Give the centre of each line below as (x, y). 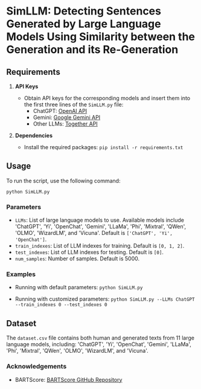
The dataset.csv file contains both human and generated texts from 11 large (101, 338)
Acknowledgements (37, 367)
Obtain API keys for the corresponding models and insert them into (107, 98)
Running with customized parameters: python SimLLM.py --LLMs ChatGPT (105, 299)
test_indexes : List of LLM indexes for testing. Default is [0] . (89, 252)
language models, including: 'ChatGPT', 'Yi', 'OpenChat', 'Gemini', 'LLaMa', (99, 344)
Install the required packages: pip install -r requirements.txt (104, 147)
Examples (21, 274)
